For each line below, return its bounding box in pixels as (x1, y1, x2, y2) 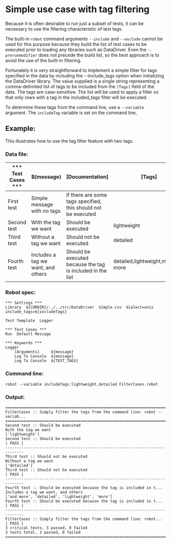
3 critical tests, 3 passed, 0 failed (5, 525, 88, 530)
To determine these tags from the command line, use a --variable (5, 104, 144, 110)
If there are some (66, 192, 107, 199)
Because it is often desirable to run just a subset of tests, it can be (5, 20, 144, 26)
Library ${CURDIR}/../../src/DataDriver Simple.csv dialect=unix (5, 305, 154, 310)
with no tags (31, 207, 61, 214)
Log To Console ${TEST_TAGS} (14, 358, 79, 364)
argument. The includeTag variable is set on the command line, (5, 110, 137, 116)
